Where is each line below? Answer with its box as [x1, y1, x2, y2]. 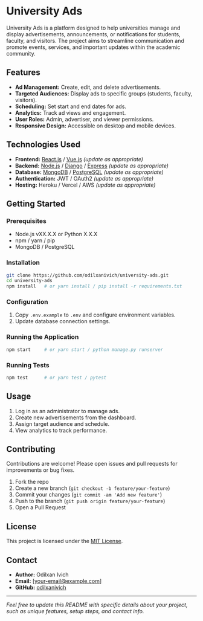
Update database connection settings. [14, 318, 111, 325]
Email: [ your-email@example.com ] [14, 578, 102, 585]
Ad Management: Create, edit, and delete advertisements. [14, 83, 161, 91]
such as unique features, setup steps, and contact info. [6, 608, 144, 615]
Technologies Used [6, 140, 80, 150]
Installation [6, 259, 40, 267]
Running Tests [6, 361, 50, 369]
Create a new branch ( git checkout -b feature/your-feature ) [14, 484, 170, 492]
